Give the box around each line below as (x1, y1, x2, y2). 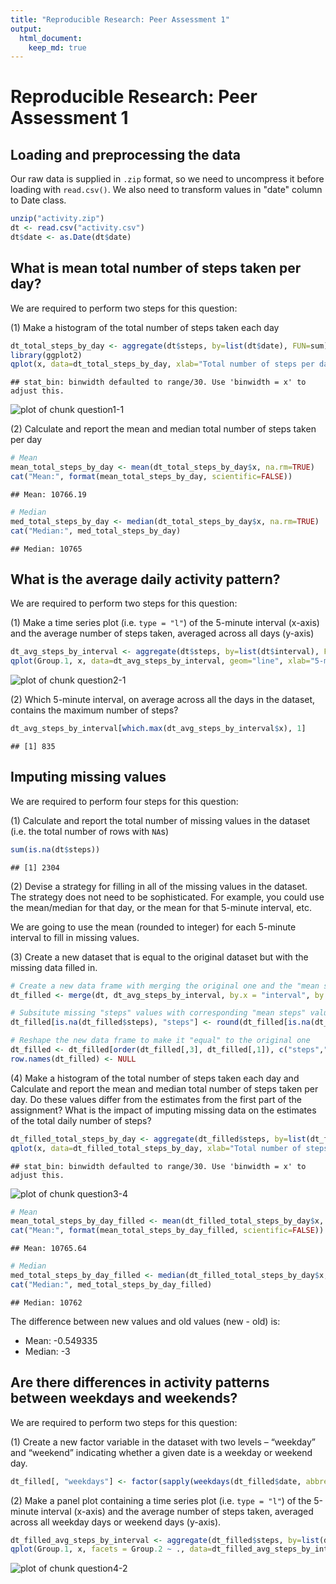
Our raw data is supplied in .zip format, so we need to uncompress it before (10, 173, 325, 185)
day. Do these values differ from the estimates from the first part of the (10, 1093, 302, 1105)
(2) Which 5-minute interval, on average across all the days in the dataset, (10, 694, 316, 706)
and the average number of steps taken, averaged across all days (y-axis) (10, 627, 315, 640)
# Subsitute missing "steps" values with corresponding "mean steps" (10, 1008, 307, 1018)
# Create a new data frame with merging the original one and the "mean (10, 981, 320, 991)
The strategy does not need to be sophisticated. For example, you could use (10, 891, 325, 903)
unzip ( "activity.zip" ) (10, 214, 105, 224)
